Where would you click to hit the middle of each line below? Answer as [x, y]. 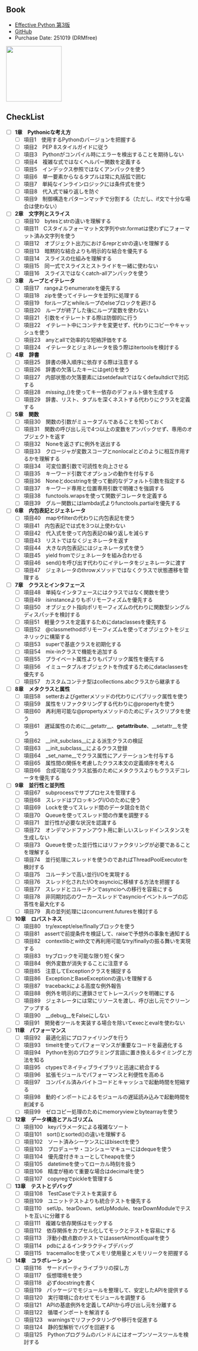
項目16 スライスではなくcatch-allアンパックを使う [86, 273]
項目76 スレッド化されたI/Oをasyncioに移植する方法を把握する [102, 881]
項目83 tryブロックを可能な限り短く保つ [74, 956]
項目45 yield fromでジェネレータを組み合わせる [83, 555]
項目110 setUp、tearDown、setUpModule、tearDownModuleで [102, 1208]
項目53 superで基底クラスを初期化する [72, 644]
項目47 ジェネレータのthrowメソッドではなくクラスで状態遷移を [103, 570]
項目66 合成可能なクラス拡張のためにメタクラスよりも [91, 771]
